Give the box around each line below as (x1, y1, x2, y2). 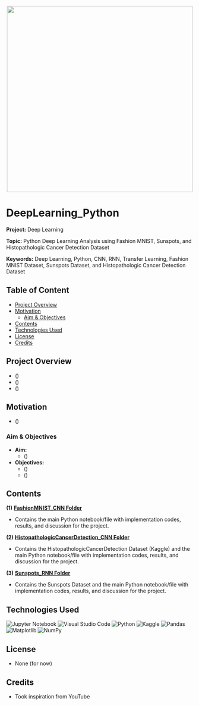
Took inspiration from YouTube (14, 692, 90, 700)
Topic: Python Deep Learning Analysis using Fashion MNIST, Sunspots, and (6, 237, 192, 244)
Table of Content (6, 285, 70, 295)
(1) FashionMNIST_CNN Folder (6, 504, 82, 511)
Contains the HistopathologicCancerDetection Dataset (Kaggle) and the (14, 545, 190, 553)
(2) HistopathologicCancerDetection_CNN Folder (6, 534, 129, 541)
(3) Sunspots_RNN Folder (6, 569, 71, 577)
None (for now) (14, 660, 52, 667)
